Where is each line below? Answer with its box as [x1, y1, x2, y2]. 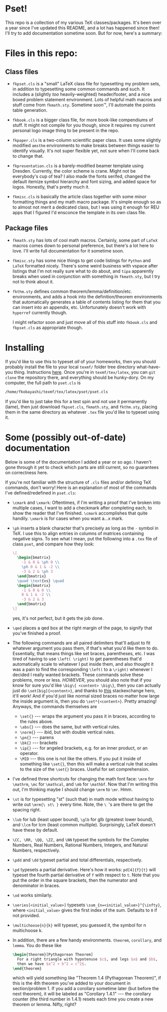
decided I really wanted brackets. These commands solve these [12, 672, 144, 678]
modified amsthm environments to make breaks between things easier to [12, 142, 160, 148]
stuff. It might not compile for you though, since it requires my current [12, 122, 156, 128]
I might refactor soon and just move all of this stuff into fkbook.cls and [12, 319, 158, 325]
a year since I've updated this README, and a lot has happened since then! [5, 24, 160, 30]
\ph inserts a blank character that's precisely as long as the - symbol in [12, 525, 159, 531]
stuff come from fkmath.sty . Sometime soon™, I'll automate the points [12, 102, 156, 108]
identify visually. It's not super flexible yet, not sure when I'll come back [12, 148, 160, 154]
